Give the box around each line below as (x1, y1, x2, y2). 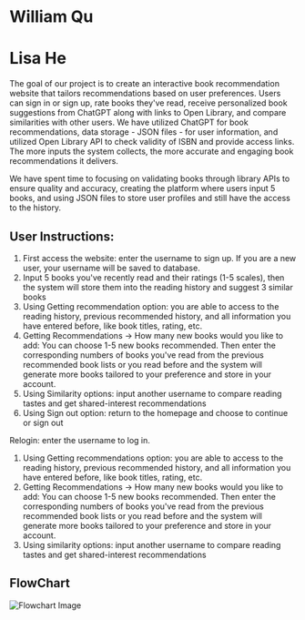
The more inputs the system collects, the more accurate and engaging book (9, 146, 294, 157)
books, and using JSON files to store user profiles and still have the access (9, 193, 291, 204)
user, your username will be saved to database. (22, 262, 200, 273)
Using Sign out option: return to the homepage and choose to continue (22, 407, 289, 418)
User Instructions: (9, 229, 115, 244)
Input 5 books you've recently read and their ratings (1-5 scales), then (22, 271, 285, 283)
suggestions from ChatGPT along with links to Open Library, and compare (9, 107, 287, 118)
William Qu (9, 6, 94, 27)
